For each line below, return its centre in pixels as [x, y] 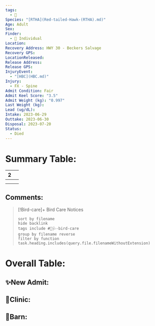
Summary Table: [41, 159]
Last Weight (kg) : [25, 105]
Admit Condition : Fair [29, 91]
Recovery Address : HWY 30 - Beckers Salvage [53, 48]
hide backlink [33, 224]
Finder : [14, 34]
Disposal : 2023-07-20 [28, 124]
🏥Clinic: [18, 300]
